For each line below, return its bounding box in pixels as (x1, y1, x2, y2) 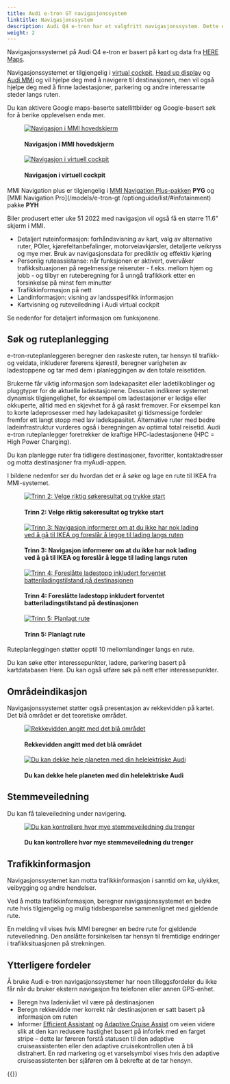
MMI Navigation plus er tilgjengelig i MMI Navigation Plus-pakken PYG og (7, 186, 214, 194)
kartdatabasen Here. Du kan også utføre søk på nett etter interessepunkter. (7, 666, 219, 674)
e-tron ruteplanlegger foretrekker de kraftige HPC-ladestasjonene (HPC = (7, 430, 215, 439)
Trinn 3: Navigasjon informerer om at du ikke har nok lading (24, 546, 197, 554)
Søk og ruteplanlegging (7, 333, 110, 345)
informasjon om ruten (16, 1013, 78, 1021)
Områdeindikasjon (7, 685, 88, 697)
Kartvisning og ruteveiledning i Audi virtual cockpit (16, 300, 159, 309)
